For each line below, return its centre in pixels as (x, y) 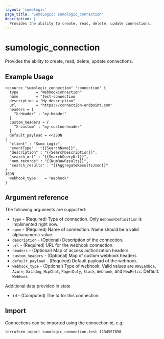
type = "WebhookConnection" (46, 92)
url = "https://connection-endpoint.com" (61, 105)
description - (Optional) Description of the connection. (68, 240)
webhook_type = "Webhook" (39, 178)
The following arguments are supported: (46, 209)
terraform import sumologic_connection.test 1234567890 (63, 332)
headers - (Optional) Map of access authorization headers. (71, 250)
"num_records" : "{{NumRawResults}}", (49, 161)
